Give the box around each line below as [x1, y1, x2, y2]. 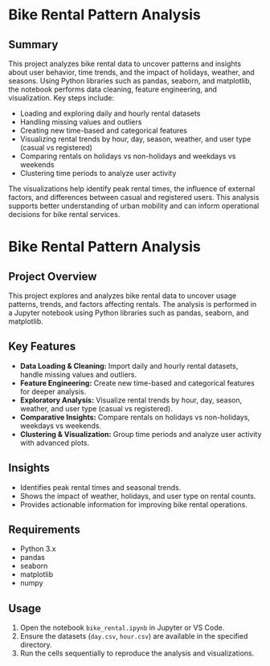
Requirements [8, 523, 80, 537]
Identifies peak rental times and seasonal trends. [19, 482, 182, 492]
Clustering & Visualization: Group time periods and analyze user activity [19, 429, 262, 439]
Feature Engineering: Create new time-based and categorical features [19, 378, 255, 387]
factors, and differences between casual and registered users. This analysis [8, 193, 260, 202]
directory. [19, 640, 52, 650]
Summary [8, 38, 59, 51]
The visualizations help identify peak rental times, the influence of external [8, 184, 256, 194]
